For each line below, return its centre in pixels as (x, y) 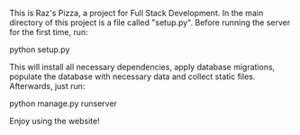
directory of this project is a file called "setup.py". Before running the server (150, 22)
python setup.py (40, 49)
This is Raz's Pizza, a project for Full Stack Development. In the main (136, 13)
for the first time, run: (49, 32)
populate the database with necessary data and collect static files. (132, 76)
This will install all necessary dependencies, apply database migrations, (142, 67)
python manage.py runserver (63, 103)
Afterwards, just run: (47, 86)
